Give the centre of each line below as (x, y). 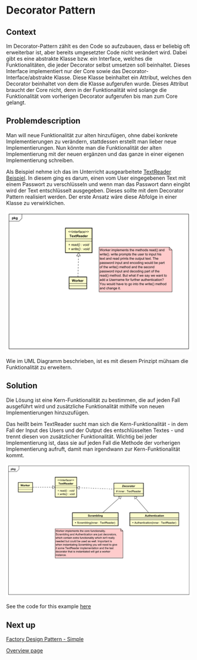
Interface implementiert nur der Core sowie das (64, 71)
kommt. (15, 455)
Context (21, 32)
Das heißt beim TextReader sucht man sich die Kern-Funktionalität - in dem (97, 424)
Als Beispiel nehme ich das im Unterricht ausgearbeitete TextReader (89, 171)
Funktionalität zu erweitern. (39, 367)
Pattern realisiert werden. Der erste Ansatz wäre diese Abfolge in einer (92, 197)
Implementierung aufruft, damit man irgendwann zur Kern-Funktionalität (93, 449)
